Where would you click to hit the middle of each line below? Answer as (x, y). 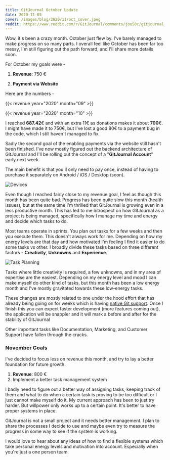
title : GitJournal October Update (42, 10)
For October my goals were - (35, 64)
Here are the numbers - (30, 94)
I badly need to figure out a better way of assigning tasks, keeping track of (83, 389)
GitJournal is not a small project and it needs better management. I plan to (82, 421)
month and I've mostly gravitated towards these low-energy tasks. (74, 288)
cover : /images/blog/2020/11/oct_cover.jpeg (53, 19)
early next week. (23, 160)
